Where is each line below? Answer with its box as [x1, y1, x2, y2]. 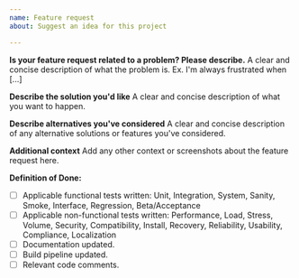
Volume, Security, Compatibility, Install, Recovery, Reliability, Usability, [22, 219, 283, 230]
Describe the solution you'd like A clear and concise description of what [9, 91, 281, 102]
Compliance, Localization [22, 229, 117, 240]
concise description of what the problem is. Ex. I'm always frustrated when [9, 64, 287, 75]
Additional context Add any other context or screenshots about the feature [9, 145, 289, 156]
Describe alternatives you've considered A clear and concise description [9, 118, 285, 129]
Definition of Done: [9, 172, 82, 183]
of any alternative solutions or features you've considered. [9, 127, 227, 138]
